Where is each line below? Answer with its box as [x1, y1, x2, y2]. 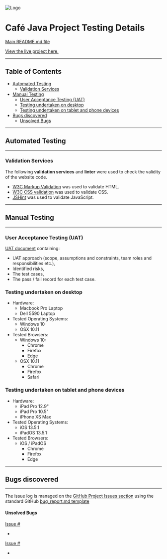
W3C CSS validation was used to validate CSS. [12, 189, 108, 195]
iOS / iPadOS [19, 440, 47, 446]
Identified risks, [12, 266, 45, 272]
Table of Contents [5, 67, 62, 76]
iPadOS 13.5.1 [19, 429, 47, 435]
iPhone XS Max [19, 414, 51, 419]
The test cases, [12, 271, 44, 277]
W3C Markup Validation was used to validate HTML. [12, 183, 119, 189]
